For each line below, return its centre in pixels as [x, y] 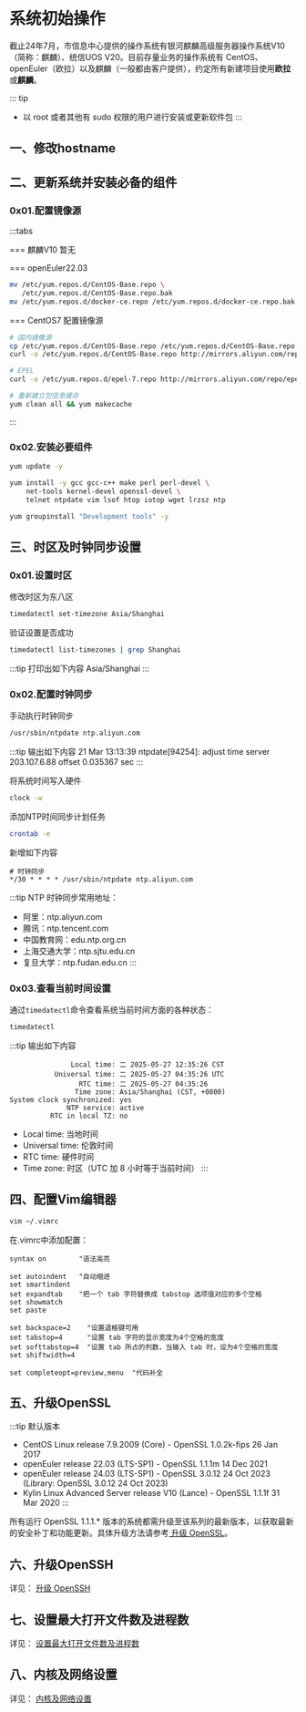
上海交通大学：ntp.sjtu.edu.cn [79, 951]
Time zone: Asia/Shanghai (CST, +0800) [150, 1092]
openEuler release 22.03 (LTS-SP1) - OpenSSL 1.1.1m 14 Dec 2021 [145, 1464]
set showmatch [36, 1302]
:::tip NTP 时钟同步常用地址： [64, 897]
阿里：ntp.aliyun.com [62, 916]
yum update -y [36, 467]
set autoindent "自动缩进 [60, 1276]
